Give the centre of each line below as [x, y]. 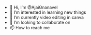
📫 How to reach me [30, 28]
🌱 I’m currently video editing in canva [46, 17]
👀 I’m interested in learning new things [48, 12]
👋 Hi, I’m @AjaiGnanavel [34, 7]
